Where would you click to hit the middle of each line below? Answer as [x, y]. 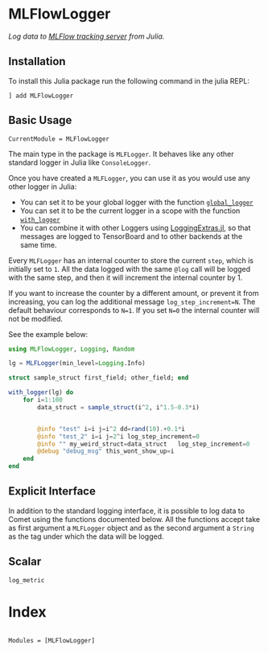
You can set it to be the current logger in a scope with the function [130, 211]
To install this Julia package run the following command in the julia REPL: [129, 80]
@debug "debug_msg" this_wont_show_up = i [106, 451]
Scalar [25, 562]
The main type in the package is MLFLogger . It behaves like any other [121, 154]
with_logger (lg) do [41, 392]
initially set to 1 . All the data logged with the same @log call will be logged [130, 269]
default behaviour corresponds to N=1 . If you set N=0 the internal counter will [134, 310]
